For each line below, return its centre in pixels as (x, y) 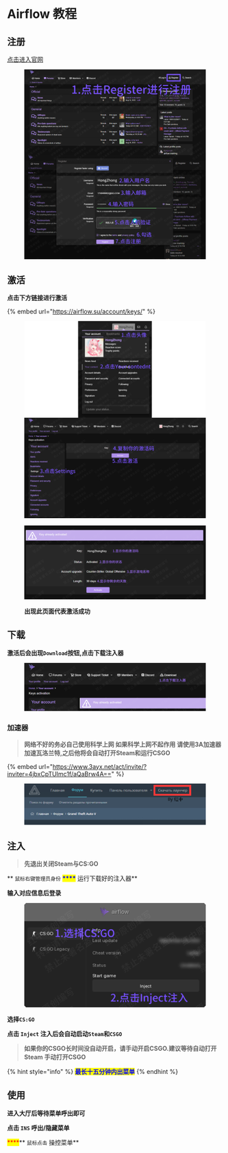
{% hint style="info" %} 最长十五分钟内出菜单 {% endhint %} (93, 1071)
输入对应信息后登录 (34, 893)
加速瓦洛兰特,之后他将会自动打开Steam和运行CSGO (97, 752)
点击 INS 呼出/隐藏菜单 (38, 1128)
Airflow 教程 (42, 14)
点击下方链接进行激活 (37, 298)
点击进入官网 (25, 59)
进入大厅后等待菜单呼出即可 (46, 1113)
